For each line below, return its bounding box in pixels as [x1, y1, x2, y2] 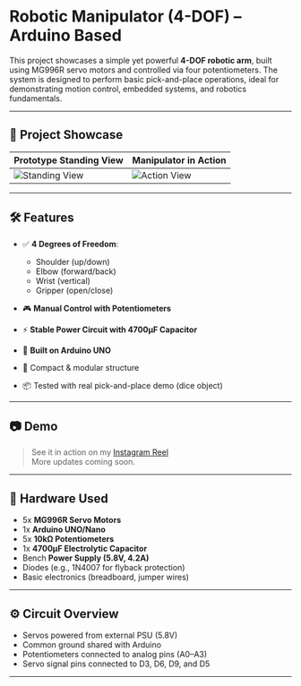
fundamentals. [9, 92, 63, 104]
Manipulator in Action [132, 154, 227, 167]
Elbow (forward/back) [35, 266, 116, 277]
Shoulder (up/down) [35, 256, 110, 267]
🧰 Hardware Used [9, 491, 109, 506]
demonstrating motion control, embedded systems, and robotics [9, 83, 247, 94]
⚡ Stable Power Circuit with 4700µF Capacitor [21, 324, 198, 335]
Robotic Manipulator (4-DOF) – [9, 6, 242, 27]
